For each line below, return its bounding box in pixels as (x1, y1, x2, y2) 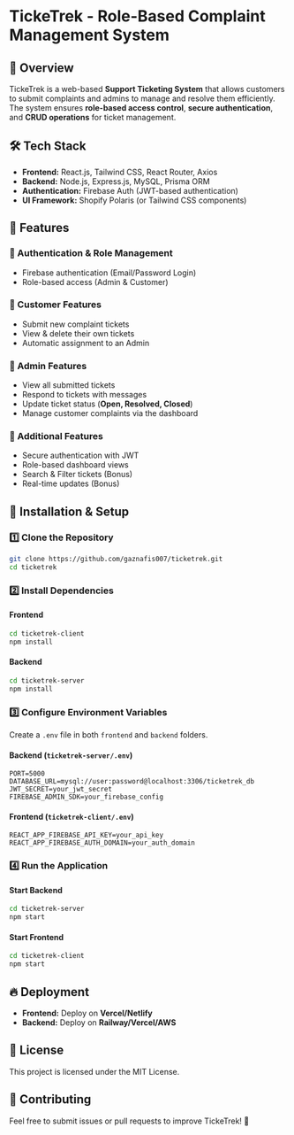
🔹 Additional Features (9, 430, 103, 443)
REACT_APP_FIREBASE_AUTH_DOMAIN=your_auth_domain (9, 838, 196, 847)
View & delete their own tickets (21, 328, 135, 338)
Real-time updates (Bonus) (21, 478, 120, 489)
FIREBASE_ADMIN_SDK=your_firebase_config (9, 792, 164, 802)
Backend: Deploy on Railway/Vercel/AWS (21, 1017, 177, 1028)
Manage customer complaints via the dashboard (21, 408, 199, 419)
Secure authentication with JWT (21, 450, 139, 461)
